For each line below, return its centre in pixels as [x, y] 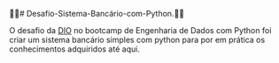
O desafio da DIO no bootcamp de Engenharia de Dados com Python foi [140, 30]
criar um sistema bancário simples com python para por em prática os [137, 40]
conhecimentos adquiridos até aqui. [74, 49]
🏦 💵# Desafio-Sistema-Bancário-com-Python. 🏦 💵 [97, 14]
